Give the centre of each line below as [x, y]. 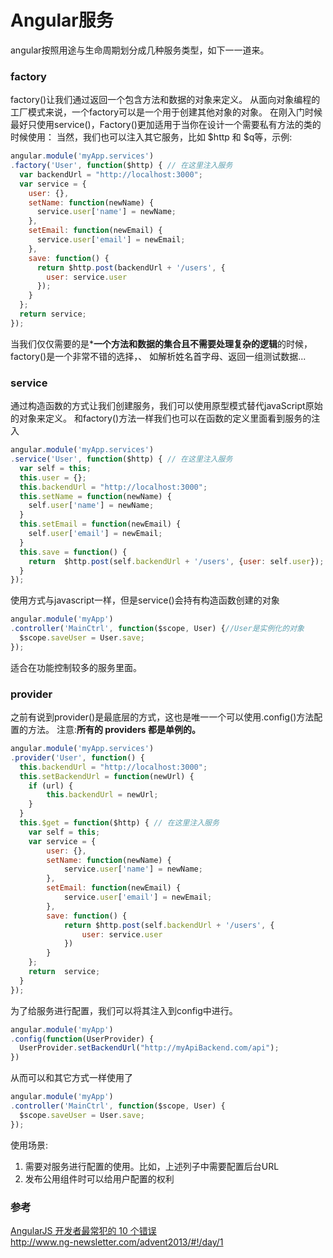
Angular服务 [62, 20]
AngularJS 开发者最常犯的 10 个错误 [83, 1230]
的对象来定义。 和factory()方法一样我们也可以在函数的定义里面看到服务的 [161, 418]
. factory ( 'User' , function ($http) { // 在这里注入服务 [121, 166]
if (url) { [51, 786]
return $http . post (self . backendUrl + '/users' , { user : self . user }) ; [176, 561]
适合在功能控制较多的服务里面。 [76, 667]
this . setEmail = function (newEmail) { [100, 524]
